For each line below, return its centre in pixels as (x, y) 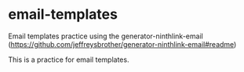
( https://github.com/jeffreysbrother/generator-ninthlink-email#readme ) (122, 44)
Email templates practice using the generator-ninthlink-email (106, 36)
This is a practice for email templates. (69, 59)
